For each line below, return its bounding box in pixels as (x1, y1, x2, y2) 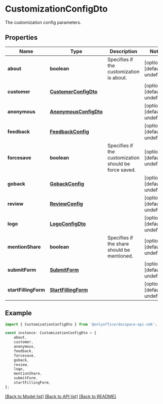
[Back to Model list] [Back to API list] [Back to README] (5, 393, 116, 399)
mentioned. (107, 252, 133, 259)
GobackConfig (49, 180, 84, 187)
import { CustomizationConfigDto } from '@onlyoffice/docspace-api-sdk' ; (5, 322, 158, 327)
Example (5, 309, 32, 317)
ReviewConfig (49, 200, 83, 207)
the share (107, 240, 129, 247)
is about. (107, 74, 127, 81)
